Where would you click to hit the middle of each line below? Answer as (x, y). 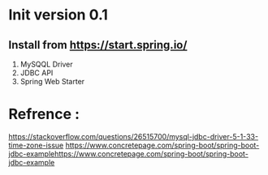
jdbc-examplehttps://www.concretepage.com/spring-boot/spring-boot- (129, 154)
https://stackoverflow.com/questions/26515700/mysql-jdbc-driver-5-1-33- (133, 136)
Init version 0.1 (58, 15)
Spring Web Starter (52, 81)
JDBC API (37, 73)
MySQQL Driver (46, 64)
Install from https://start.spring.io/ (98, 45)
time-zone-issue (36, 145)
